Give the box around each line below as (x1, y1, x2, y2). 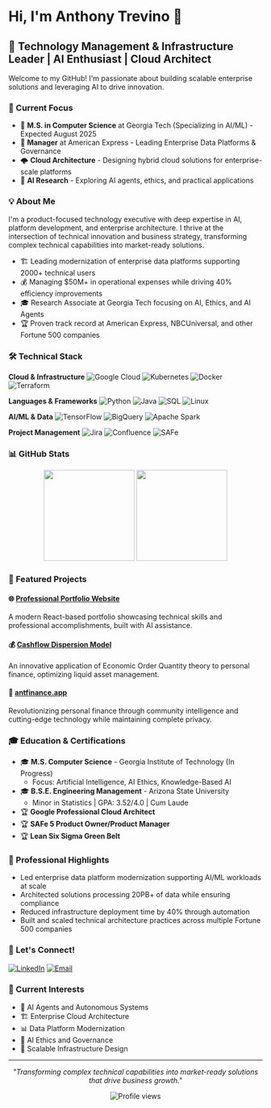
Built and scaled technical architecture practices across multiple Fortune (19, 916, 261, 925)
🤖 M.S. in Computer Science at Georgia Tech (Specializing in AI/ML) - (19, 120, 253, 130)
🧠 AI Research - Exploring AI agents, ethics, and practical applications (19, 175, 254, 185)
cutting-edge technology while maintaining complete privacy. (8, 714, 212, 724)
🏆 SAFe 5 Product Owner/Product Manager (19, 819, 170, 829)
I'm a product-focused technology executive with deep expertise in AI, (8, 214, 243, 224)
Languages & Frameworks (8, 396, 98, 406)
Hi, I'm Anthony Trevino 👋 (8, 7, 183, 26)
